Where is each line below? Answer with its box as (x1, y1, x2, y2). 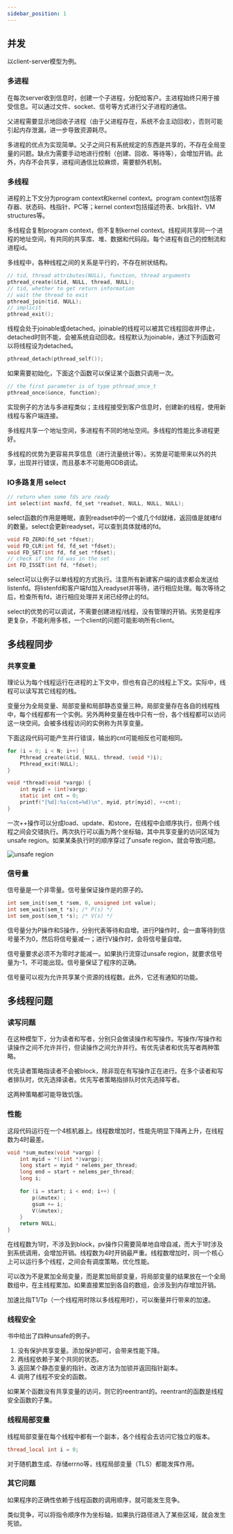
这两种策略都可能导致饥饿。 (7, 1090, 87, 1098)
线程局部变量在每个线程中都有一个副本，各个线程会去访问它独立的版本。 (7, 1432, 214, 1440)
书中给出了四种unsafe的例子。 (7, 1332, 94, 1340)
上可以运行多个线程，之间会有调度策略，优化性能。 (7, 1257, 153, 1266)
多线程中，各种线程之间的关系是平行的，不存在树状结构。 (7, 258, 171, 267)
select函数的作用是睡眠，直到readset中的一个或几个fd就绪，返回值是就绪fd (7, 513, 222, 522)
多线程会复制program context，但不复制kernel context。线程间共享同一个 (7, 226, 217, 235)
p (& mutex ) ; (32, 1194, 67, 1201)
